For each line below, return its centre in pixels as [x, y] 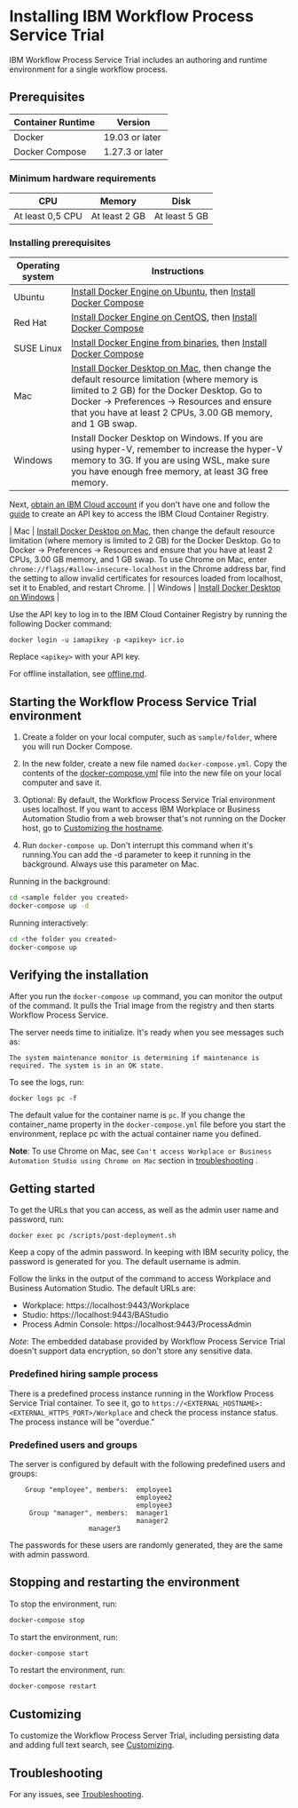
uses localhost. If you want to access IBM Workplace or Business [141, 809]
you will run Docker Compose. [77, 747]
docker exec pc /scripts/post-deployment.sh [93, 1236]
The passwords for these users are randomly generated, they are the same [146, 1545]
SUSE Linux [38, 348]
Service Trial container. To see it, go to [80, 1403]
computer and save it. [62, 782]
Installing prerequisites [60, 242]
